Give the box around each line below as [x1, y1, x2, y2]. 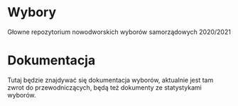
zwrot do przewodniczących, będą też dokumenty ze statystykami [7, 83, 202, 92]
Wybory [7, 4, 57, 20]
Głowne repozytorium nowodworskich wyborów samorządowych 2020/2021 [7, 28, 231, 36]
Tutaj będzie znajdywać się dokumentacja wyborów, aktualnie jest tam [7, 76, 214, 84]
